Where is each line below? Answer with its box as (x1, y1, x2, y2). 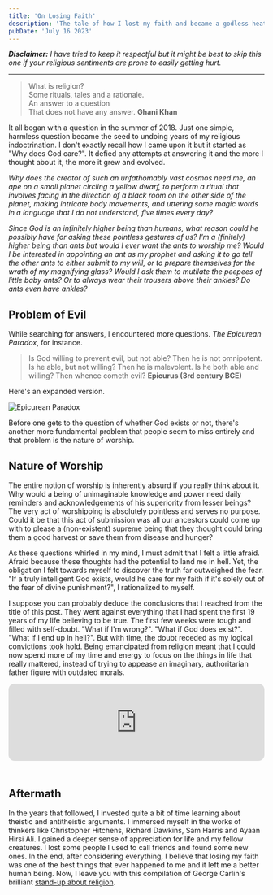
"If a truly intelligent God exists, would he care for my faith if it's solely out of (8, 574, 265, 584)
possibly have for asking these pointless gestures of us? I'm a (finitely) (8, 232, 245, 242)
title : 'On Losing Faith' (8, 11, 96, 20)
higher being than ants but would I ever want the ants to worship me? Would (8, 241, 265, 250)
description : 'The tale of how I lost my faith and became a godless (8, 20, 249, 28)
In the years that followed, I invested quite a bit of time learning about (8, 808, 241, 818)
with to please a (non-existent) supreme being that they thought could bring (8, 524, 262, 533)
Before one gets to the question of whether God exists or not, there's (8, 418, 240, 428)
